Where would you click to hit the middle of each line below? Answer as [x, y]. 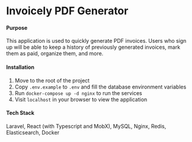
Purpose [17, 27]
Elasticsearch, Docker [33, 132]
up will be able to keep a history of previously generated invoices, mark [93, 47]
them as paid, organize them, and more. [55, 53]
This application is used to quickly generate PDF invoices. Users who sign [96, 41]
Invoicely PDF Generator [67, 11]
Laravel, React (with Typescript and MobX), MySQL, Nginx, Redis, [86, 126]
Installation [20, 67]
